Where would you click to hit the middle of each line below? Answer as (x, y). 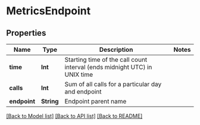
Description (116, 50)
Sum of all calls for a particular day (113, 84)
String (50, 101)
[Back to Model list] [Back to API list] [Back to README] (74, 116)
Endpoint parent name (96, 101)
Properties (26, 33)
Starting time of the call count (106, 60)
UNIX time (79, 74)
